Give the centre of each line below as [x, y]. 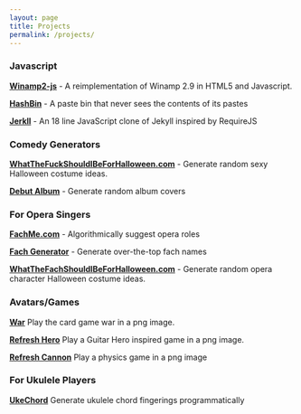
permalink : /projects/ [52, 34]
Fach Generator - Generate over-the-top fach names [108, 252]
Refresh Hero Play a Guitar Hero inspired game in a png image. [127, 339]
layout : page [34, 18]
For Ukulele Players [53, 381]
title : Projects [40, 26]
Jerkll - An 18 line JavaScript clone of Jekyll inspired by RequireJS [133, 121]
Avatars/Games [44, 302]
